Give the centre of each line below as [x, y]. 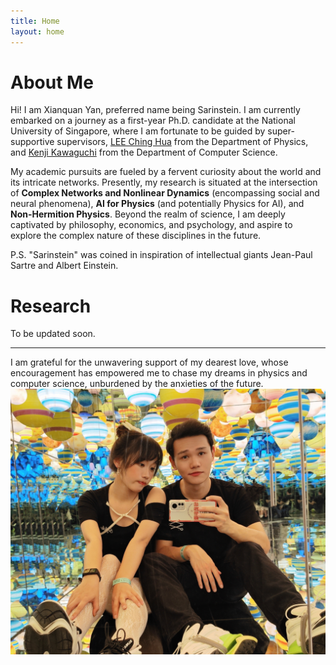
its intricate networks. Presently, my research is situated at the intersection [164, 182]
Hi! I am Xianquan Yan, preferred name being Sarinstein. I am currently [155, 110]
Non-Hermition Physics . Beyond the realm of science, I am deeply [148, 214]
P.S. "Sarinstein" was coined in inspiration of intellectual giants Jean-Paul [161, 255]
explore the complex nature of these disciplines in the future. [136, 236]
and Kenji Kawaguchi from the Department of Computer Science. [144, 152]
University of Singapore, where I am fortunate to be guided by [138, 131]
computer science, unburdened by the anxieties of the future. [137, 384]
